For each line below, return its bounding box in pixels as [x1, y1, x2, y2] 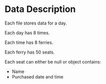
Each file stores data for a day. [4, 20, 67, 26]
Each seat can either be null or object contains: [4, 58, 102, 64]
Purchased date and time [11, 73, 64, 79]
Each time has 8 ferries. [4, 39, 53, 45]
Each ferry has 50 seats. [4, 49, 55, 55]
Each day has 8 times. [4, 29, 50, 35]
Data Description [4, 3, 76, 15]
